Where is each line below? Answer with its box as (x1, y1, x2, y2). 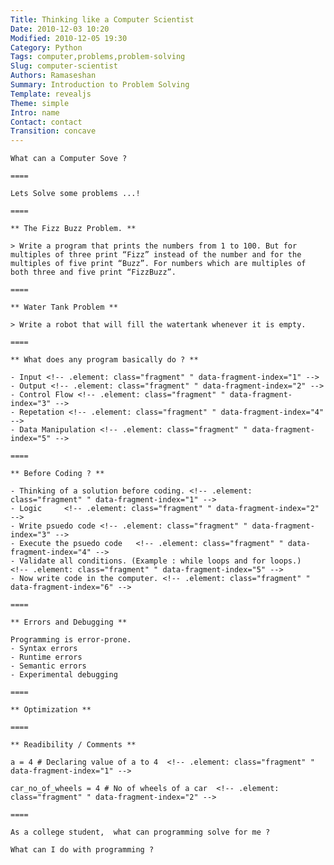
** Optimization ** (10, 705, 92, 715)
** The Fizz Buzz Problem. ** (10, 224, 137, 234)
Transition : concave (10, 126, 97, 136)
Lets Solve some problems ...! (10, 189, 141, 199)
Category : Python (10, 42, 83, 53)
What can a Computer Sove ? (10, 154, 128, 164)
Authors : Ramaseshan (10, 71, 97, 81)
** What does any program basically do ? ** (10, 355, 199, 365)
